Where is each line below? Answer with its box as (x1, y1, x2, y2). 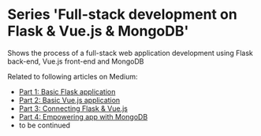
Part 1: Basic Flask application (18, 86, 116, 96)
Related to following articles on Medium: (7, 72, 138, 81)
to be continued (18, 120, 71, 130)
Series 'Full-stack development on (7, 6, 237, 24)
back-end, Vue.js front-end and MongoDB (7, 57, 144, 66)
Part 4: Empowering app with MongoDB (18, 112, 148, 121)
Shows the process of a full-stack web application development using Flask (7, 48, 254, 57)
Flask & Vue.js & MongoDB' (7, 22, 189, 40)
